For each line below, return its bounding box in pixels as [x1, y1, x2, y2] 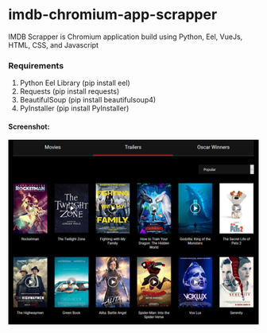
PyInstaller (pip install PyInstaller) [19, 103, 130, 113]
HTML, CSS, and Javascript [8, 40, 99, 49]
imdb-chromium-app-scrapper [8, 6, 218, 24]
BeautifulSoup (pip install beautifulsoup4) [19, 95, 157, 105]
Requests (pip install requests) [19, 87, 120, 96]
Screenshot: [8, 122, 50, 131]
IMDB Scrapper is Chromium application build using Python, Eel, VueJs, [8, 32, 243, 41]
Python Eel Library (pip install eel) [19, 78, 131, 88]
